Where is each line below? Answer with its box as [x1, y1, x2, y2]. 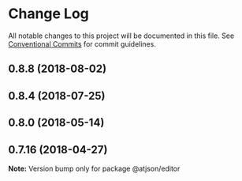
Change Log [8, 5, 89, 23]
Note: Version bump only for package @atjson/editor [8, 164, 181, 173]
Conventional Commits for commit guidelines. [8, 39, 156, 48]
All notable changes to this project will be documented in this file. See [8, 31, 235, 40]
